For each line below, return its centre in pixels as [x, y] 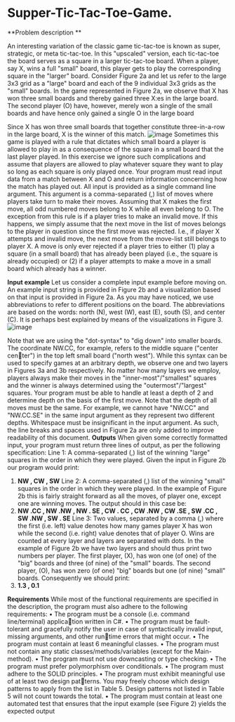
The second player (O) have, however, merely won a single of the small [110, 105]
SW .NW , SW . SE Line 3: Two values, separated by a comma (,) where [120, 518]
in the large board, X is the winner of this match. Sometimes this [113, 134]
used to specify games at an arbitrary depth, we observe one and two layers [117, 362]
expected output [31, 711]
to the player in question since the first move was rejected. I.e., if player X [113, 231]
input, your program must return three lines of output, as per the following [114, 445]
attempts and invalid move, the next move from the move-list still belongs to [117, 238]
